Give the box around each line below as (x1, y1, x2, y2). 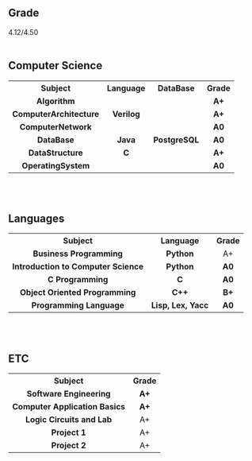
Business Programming (32, 248, 123, 259)
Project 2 (51, 440, 86, 451)
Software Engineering (26, 389, 111, 400)
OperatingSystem (21, 160, 90, 171)
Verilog (112, 108, 140, 119)
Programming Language (31, 300, 124, 311)
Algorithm (36, 95, 75, 107)
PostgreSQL (153, 134, 200, 145)
